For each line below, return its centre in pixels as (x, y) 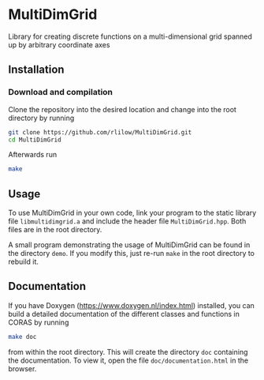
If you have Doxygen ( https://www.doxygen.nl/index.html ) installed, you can (131, 305)
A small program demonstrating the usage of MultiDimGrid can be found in (129, 245)
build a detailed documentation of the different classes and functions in (124, 314)
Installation (36, 70)
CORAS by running (39, 322)
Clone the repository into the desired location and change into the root (122, 109)
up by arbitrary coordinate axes (59, 44)
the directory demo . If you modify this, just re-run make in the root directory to (131, 254)
